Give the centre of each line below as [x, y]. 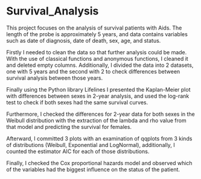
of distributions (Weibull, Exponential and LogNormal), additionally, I [91, 145]
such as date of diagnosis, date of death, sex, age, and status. [84, 40]
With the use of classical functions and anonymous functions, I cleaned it [97, 58]
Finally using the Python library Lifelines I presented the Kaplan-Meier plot [98, 89]
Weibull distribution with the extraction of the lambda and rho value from [96, 120]
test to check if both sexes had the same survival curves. [77, 102]
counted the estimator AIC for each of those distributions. [78, 151]
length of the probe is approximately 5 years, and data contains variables [97, 34]
